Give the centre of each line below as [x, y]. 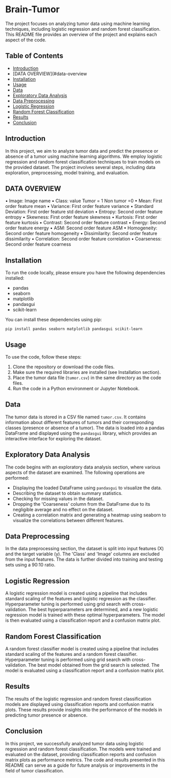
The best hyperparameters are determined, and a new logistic [93, 609]
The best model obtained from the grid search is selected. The [94, 665]
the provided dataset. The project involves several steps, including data [80, 167]
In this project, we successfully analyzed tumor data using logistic [75, 743]
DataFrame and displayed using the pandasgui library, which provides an [81, 433]
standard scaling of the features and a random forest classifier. [71, 654]
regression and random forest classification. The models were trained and [83, 749]
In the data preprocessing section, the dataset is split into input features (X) [85, 549]
